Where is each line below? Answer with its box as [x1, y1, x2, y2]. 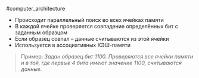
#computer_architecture [6, 5, 66, 12]
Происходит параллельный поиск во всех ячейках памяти [14, 17, 164, 23]
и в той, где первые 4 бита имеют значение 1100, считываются [20, 59, 182, 66]
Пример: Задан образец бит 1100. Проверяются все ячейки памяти [20, 53, 194, 60]
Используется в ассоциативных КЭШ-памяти [14, 41, 131, 48]
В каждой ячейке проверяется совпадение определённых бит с [14, 23, 179, 30]
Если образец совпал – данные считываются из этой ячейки [14, 35, 169, 42]
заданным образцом [14, 29, 68, 36]
